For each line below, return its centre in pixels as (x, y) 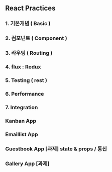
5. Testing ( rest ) (26, 80)
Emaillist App (22, 134)
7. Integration (22, 107)
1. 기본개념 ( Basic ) (28, 24)
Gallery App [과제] (27, 163)
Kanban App (21, 121)
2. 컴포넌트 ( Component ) (36, 38)
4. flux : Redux (23, 67)
